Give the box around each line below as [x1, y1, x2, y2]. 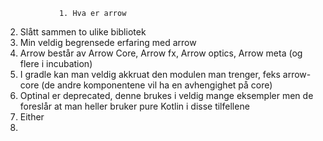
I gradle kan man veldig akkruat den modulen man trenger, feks [19, 69, 281, 80]
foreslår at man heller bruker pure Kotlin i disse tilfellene [19, 100, 250, 112]
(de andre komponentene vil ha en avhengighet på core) [41, 79, 273, 91]
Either [19, 111, 45, 123]
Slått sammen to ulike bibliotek [19, 26, 147, 38]
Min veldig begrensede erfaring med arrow [19, 37, 197, 48]
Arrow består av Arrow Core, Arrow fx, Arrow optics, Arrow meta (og [19, 47, 303, 59]
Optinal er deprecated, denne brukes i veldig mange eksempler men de [19, 90, 314, 101]
